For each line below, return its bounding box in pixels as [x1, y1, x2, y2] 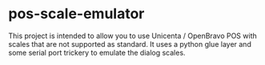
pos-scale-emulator [8, 5, 145, 23]
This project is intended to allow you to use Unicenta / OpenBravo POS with [8, 31, 258, 40]
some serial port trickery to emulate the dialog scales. [8, 48, 186, 57]
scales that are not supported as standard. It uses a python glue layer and [8, 39, 252, 48]
